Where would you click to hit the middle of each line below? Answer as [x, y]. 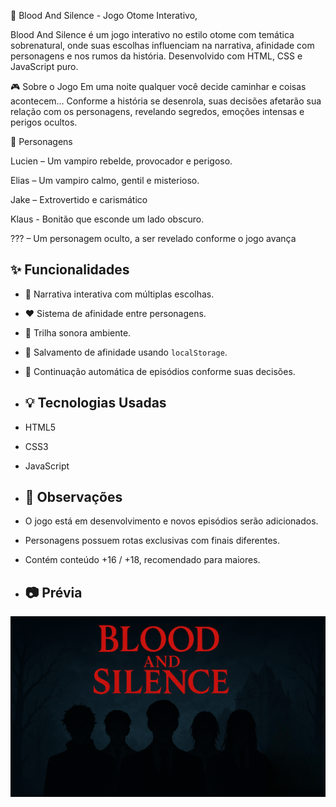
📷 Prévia [53, 592]
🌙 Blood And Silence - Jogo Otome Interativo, [104, 15]
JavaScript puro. [44, 66]
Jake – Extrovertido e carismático [79, 199]
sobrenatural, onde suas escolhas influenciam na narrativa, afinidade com [162, 45]
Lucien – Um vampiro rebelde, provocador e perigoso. [121, 161]
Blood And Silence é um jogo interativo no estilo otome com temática [152, 34]
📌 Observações [73, 497]
